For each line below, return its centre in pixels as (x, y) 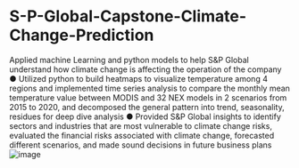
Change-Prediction (82, 35)
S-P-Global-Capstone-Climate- (128, 16)
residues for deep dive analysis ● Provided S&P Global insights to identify (145, 116)
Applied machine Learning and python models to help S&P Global (129, 60)
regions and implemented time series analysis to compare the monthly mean (149, 88)
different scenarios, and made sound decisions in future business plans (141, 145)
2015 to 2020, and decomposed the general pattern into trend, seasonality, (147, 107)
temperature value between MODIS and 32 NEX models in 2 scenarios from (148, 97)
